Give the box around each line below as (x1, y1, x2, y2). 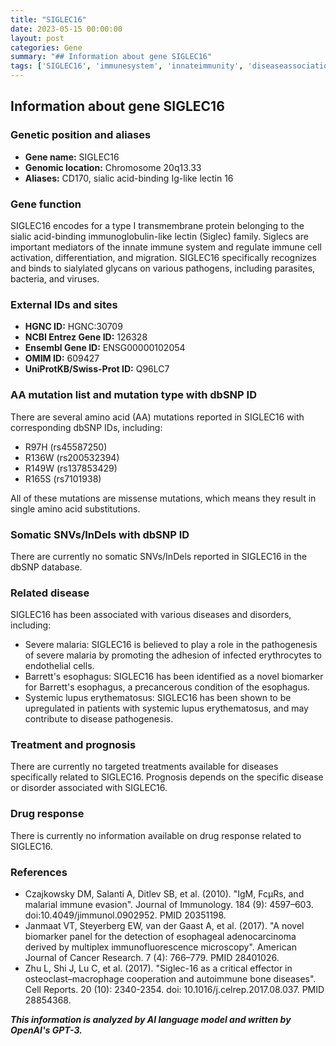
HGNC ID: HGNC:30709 (24, 321, 123, 333)
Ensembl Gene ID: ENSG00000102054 (24, 342, 186, 354)
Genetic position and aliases (10, 128, 152, 142)
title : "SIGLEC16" (10, 14, 87, 25)
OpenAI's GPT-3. (10, 1024, 83, 1036)
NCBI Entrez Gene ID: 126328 (24, 331, 148, 343)
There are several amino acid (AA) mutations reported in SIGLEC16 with (10, 411, 305, 423)
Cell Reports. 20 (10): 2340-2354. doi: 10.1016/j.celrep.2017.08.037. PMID (24, 984, 325, 996)
